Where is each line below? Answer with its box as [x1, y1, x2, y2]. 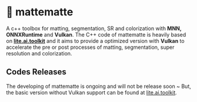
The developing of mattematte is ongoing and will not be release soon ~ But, [6, 83, 191, 90]
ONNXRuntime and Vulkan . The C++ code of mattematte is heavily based [6, 31, 186, 38]
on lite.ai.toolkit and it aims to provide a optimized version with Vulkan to [6, 37, 185, 44]
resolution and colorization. [6, 50, 72, 57]
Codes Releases [6, 67, 66, 77]
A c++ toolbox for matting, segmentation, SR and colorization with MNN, [6, 25, 182, 32]
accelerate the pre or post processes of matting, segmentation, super [6, 44, 175, 51]
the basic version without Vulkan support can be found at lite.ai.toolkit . [6, 88, 178, 96]
